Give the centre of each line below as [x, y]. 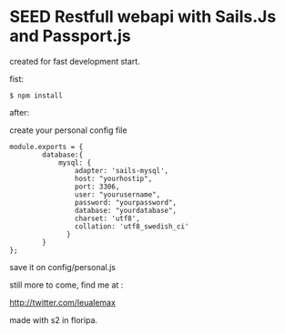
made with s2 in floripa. [54, 319]
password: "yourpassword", [126, 202]
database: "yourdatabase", [126, 210]
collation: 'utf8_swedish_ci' [132, 226]
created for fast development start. [75, 61]
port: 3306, [97, 187]
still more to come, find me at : [66, 285]
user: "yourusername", [117, 194]
